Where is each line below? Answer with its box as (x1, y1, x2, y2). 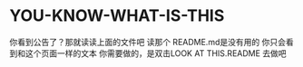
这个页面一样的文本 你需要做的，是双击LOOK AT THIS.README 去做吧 (24, 47, 288, 59)
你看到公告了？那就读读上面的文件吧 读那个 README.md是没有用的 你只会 (9, 36, 286, 47)
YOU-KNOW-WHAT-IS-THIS (9, 5, 225, 26)
